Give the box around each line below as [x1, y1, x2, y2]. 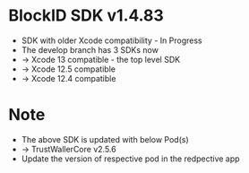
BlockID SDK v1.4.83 [8, 5, 165, 26]
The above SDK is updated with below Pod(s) [21, 134, 189, 144]
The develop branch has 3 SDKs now [21, 44, 159, 55]
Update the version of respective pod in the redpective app [21, 153, 240, 164]
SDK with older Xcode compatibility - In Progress [21, 35, 202, 46]
